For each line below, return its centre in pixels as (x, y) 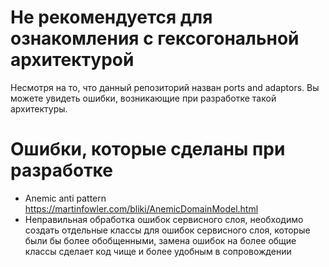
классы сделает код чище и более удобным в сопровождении (158, 251)
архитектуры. (39, 108)
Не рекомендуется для (111, 17)
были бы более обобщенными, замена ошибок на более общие (160, 240)
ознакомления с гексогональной (155, 38)
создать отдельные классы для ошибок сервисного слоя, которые (167, 230)
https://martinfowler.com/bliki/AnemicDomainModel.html (141, 208)
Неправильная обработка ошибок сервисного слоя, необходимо (164, 219)
